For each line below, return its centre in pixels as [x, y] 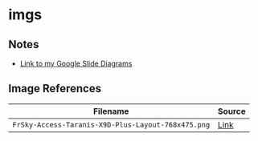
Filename [111, 111]
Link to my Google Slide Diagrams [76, 63]
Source [232, 111]
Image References [55, 89]
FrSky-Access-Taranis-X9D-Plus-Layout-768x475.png [111, 125]
